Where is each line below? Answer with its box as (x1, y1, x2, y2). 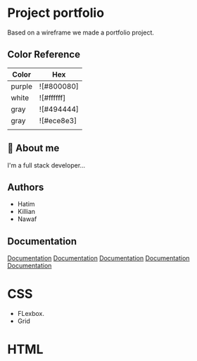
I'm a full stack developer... (7, 160, 86, 170)
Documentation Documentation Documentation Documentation (7, 254, 190, 262)
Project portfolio (7, 5, 104, 21)
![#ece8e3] (39, 115, 77, 125)
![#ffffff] (39, 93, 66, 103)
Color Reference (7, 49, 81, 61)
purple (11, 81, 33, 91)
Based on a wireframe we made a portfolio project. (7, 28, 155, 37)
